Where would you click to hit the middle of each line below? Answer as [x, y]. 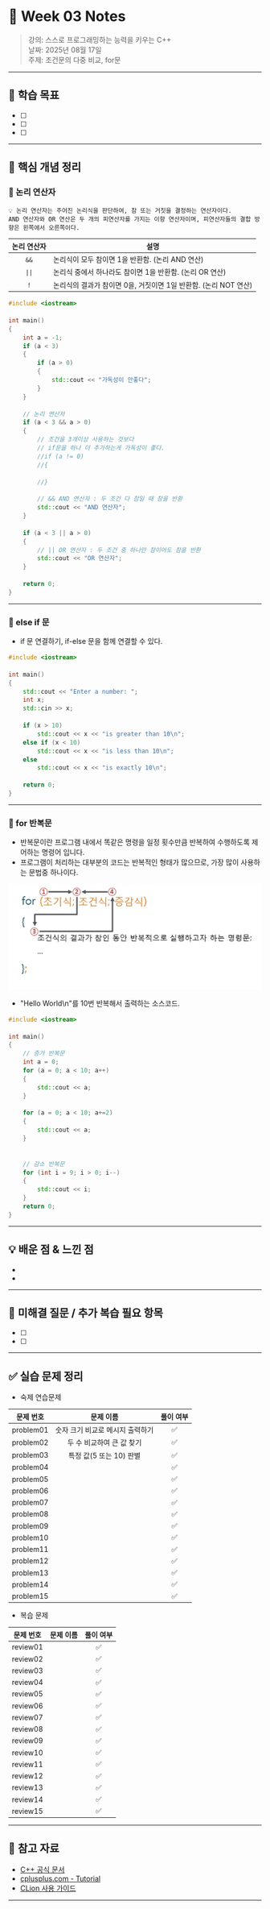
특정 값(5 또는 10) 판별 [104, 1455]
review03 [27, 1670]
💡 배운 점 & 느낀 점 [51, 1249]
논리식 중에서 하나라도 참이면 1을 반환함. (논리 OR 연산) [140, 272]
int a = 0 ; [41, 1062]
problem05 [30, 1479]
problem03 [30, 1455]
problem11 [30, 1550]
